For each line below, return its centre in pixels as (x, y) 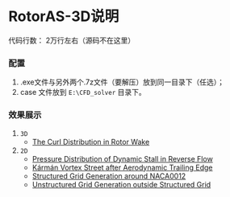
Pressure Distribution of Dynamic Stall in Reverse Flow (123, 158)
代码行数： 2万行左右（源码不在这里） (72, 40)
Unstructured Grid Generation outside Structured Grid (121, 184)
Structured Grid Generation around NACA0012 (109, 176)
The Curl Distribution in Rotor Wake (91, 142)
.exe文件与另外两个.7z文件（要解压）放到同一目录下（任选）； (122, 82)
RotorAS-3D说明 (64, 16)
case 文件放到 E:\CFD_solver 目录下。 (83, 92)
